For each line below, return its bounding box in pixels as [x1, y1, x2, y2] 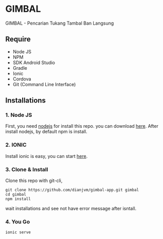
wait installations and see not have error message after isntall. [5, 206, 137, 212]
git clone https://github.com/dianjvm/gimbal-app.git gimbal [5, 188, 139, 193]
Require [5, 35, 31, 44]
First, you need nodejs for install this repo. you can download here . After [5, 123, 158, 129]
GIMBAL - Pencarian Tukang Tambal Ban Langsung [5, 20, 114, 26]
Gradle [12, 65, 27, 71]
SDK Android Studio [12, 59, 56, 66]
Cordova [12, 75, 31, 82]
